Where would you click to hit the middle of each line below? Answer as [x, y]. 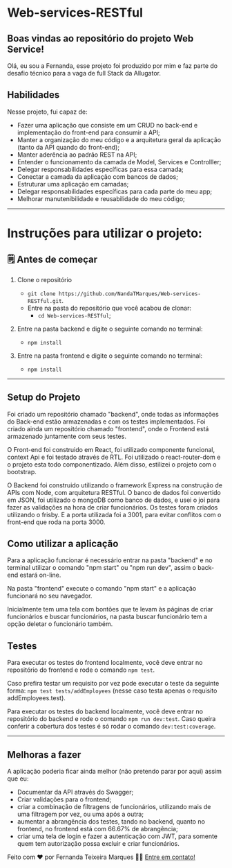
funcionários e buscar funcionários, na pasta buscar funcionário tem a [107, 617]
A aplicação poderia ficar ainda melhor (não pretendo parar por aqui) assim [115, 772]
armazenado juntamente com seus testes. [67, 436]
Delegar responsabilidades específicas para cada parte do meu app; [115, 191]
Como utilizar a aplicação [63, 544]
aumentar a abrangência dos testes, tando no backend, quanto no [111, 822]
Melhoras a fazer [44, 755]
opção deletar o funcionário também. [60, 624]
